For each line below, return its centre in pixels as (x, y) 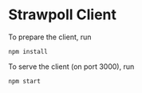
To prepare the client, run (50, 37)
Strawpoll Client (63, 15)
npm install (28, 51)
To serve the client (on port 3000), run (71, 67)
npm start (25, 81)
